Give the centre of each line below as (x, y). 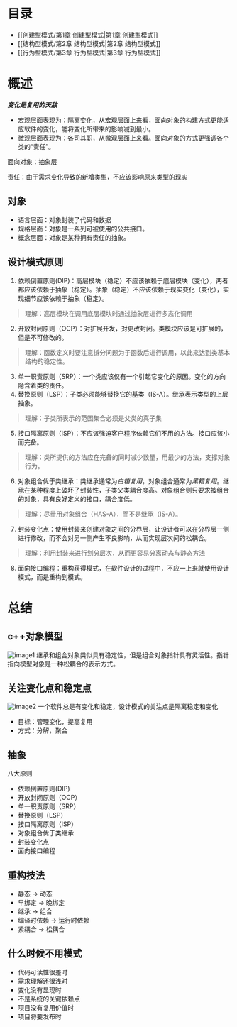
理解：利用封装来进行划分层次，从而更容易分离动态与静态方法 (115, 553)
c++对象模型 (35, 636)
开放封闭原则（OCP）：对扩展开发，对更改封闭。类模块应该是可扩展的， (122, 328)
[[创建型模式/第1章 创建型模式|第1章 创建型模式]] (88, 35)
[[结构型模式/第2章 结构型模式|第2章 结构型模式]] (89, 43)
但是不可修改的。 (43, 337)
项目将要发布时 (39, 1016)
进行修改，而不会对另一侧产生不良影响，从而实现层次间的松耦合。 (114, 538)
